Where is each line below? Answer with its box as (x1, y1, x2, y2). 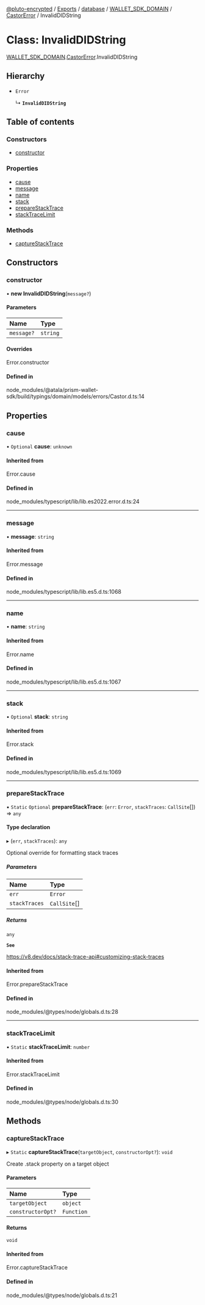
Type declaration (6, 824, 51, 831)
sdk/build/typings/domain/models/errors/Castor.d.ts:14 (6, 393, 145, 400)
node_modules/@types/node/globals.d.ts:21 (6, 1292, 118, 1299)
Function (62, 1208, 88, 1215)
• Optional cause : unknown (6, 443, 73, 450)
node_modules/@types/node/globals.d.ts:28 (6, 1008, 119, 1016)
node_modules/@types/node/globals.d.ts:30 (6, 1098, 119, 1106)
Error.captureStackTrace (6, 1264, 68, 1271)
